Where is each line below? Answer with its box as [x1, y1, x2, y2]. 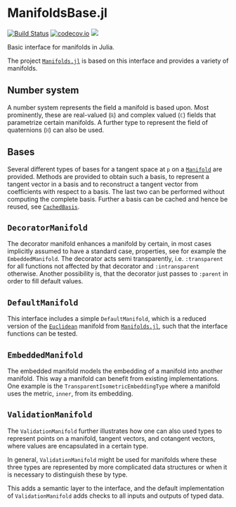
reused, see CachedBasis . [7, 202, 80, 211]
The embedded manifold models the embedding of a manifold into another [7, 367, 223, 375]
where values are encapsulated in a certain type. [7, 441, 149, 450]
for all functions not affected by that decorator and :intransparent [7, 262, 199, 271]
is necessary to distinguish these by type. [7, 470, 128, 479]
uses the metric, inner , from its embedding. [7, 389, 133, 398]
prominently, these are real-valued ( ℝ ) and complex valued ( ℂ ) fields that [7, 111, 216, 119]
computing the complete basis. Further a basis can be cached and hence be [7, 195, 228, 203]
